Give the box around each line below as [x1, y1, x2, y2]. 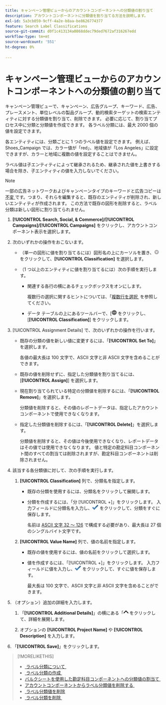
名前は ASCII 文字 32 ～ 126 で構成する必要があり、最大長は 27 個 [27, 521, 162, 528]
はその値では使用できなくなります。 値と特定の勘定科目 [19, 444, 134, 450]
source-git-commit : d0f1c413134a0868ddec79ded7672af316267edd [5, 29, 136, 34]
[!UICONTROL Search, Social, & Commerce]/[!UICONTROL [12, 216, 135, 222]
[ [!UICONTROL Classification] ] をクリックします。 [27, 317, 131, 322]
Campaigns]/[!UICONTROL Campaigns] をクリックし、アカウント [12, 222, 149, 228]
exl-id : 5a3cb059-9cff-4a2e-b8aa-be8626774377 [5, 18, 103, 23]
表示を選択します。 [34, 228, 73, 234]
